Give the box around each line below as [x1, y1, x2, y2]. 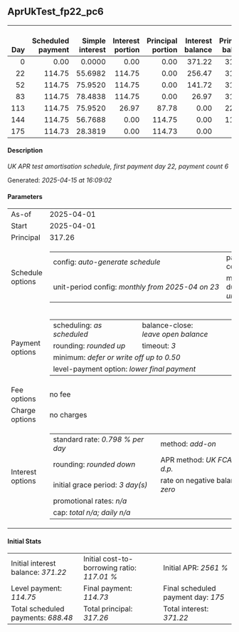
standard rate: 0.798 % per [53, 434, 144, 444]
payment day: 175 [163, 592, 225, 602]
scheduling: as [53, 320, 102, 330]
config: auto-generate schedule [53, 257, 161, 267]
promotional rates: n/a [53, 496, 127, 506]
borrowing [83, 563, 118, 573]
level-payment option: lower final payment [53, 364, 196, 374]
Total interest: [163, 604, 209, 614]
